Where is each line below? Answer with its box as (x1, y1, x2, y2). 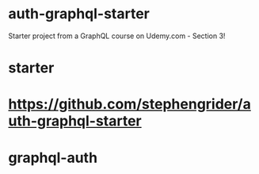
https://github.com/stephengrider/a (8, 95, 251, 114)
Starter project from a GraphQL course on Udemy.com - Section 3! (8, 31, 226, 41)
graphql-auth (8, 149, 97, 167)
